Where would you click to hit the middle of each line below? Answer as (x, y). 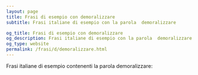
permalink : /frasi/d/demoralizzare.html (57, 50)
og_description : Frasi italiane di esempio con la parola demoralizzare (99, 39)
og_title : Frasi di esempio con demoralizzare (65, 33)
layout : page (22, 11)
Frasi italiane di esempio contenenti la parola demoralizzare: (79, 66)
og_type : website (28, 44)
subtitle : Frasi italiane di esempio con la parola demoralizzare (91, 22)
